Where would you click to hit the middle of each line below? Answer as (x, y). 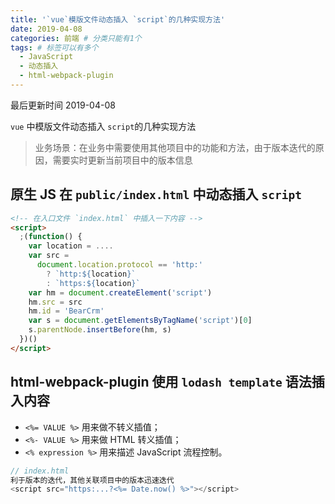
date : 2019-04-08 (46, 29)
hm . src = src (55, 302)
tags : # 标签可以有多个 (54, 47)
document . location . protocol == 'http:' (119, 265)
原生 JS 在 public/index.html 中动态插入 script (156, 194)
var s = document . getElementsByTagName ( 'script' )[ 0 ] (140, 321)
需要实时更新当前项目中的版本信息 (122, 160)
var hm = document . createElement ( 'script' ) (120, 292)
